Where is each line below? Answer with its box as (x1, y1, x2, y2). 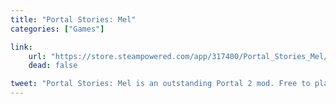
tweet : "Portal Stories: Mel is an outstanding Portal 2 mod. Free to (10, 79, 311, 89)
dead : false (28, 61, 78, 71)
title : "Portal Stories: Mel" (10, 14, 137, 25)
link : (10, 42, 33, 52)
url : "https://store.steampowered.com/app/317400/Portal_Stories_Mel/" (28, 51, 333, 61)
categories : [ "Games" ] (10, 24, 105, 34)
